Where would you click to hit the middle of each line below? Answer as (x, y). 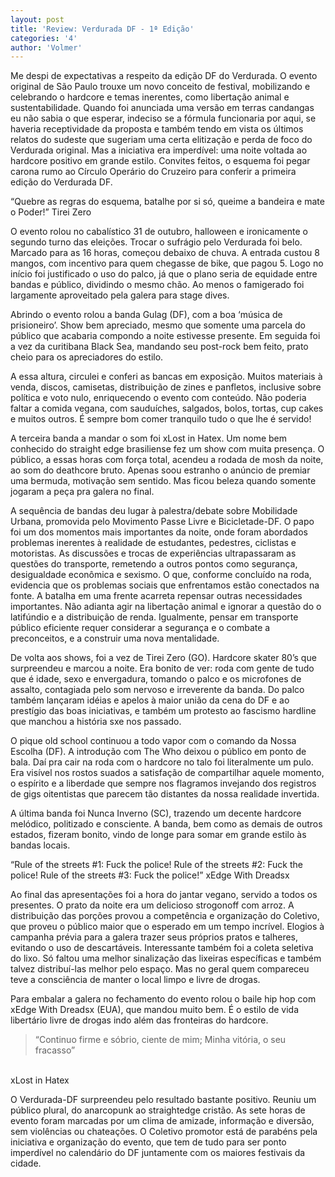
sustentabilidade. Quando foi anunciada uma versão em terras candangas (162, 108)
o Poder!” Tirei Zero (51, 212)
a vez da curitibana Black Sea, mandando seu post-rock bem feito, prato (159, 347)
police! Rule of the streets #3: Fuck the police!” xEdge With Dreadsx (150, 875)
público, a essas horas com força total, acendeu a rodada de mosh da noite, (167, 460)
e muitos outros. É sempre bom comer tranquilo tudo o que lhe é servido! (161, 419)
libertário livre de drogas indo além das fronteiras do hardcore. (139, 1020)
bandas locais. (40, 845)
